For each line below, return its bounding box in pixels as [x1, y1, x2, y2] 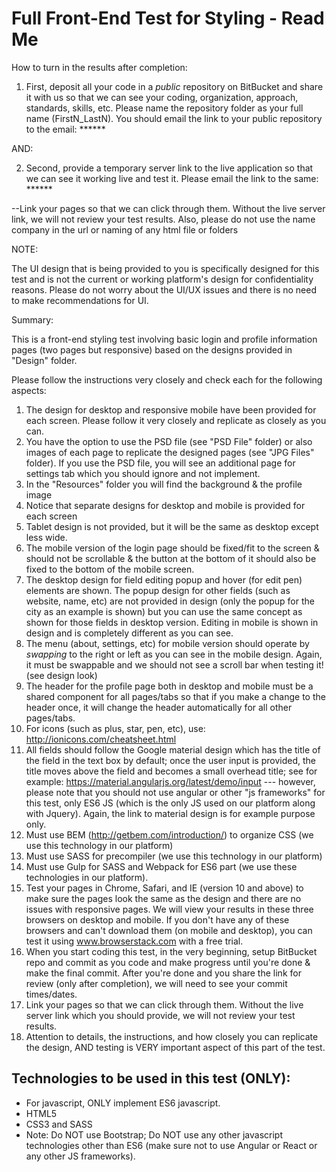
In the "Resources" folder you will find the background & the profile [25, 478, 303, 490]
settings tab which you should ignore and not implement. [25, 467, 261, 479]
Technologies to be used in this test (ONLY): [11, 1070, 291, 1087]
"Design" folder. [11, 354, 78, 366]
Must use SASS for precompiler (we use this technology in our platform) [25, 850, 323, 862]
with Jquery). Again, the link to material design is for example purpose [25, 807, 316, 819]
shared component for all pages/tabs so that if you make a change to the [25, 690, 326, 702]
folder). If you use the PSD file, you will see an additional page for [25, 457, 296, 469]
